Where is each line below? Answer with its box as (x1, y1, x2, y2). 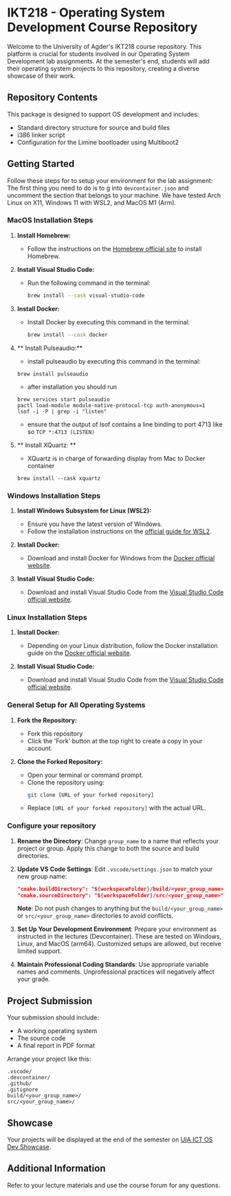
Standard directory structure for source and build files (16, 123, 170, 132)
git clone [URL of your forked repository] (27, 792, 155, 798)
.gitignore (7, 1086, 38, 1093)
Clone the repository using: (27, 778, 104, 786)
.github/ (7, 1080, 32, 1088)
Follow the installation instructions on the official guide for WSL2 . (27, 527, 212, 536)
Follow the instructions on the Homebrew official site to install (27, 244, 202, 253)
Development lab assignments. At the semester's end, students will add (7, 57, 210, 65)
